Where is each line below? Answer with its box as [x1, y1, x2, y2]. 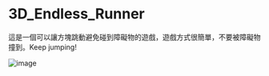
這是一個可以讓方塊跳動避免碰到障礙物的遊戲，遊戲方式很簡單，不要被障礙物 [8, 32, 261, 42]
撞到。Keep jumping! [8, 42, 78, 52]
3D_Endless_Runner [8, 5, 146, 23]
